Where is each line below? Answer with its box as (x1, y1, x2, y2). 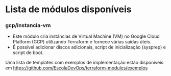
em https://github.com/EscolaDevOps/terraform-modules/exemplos (5, 65, 148, 71)
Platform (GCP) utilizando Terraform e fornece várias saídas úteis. (12, 39, 152, 45)
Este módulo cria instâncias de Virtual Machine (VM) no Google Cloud (12, 33, 160, 39)
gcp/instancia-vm (5, 22, 51, 29)
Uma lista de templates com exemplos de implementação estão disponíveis (5, 60, 164, 66)
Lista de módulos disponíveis (5, 4, 132, 15)
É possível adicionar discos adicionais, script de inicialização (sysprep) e (12, 44, 166, 50)
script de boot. (12, 49, 44, 56)
